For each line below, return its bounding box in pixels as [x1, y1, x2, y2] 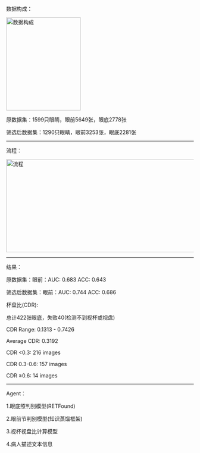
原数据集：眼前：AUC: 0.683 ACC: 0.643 [6, 276, 107, 283]
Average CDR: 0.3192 [6, 338, 58, 344]
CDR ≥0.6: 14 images [6, 372, 58, 379]
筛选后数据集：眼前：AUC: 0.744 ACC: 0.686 [6, 289, 117, 296]
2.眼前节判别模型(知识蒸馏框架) [6, 415, 83, 422]
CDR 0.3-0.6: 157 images [6, 361, 67, 367]
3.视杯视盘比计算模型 [6, 428, 58, 435]
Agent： [6, 390, 27, 397]
